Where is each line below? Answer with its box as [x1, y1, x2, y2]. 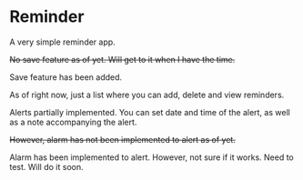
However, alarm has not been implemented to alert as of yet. [9, 134, 237, 145]
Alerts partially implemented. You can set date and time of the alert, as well [9, 106, 291, 117]
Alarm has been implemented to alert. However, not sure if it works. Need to [9, 152, 294, 163]
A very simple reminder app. [9, 36, 116, 47]
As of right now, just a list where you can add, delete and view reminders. [9, 89, 285, 100]
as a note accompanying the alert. [9, 116, 137, 127]
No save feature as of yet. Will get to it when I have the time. [9, 54, 236, 65]
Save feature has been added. [9, 71, 123, 83]
